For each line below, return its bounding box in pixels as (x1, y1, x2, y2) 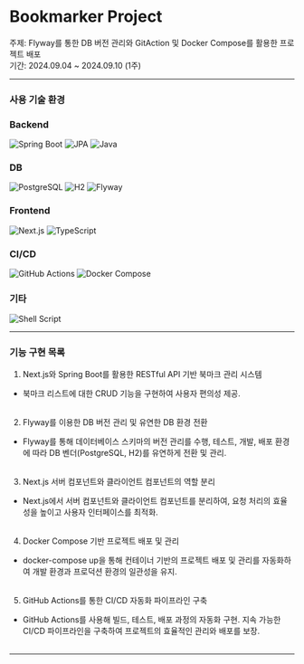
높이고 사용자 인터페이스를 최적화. (39, 507, 158, 517)
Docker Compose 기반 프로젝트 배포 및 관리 (22, 536, 179, 546)
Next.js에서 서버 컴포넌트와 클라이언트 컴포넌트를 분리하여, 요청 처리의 (22, 495, 271, 506)
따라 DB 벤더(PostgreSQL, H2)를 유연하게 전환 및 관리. (32, 447, 227, 458)
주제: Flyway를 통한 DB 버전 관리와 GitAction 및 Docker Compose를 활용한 (9, 37, 278, 48)
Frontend (9, 204, 51, 217)
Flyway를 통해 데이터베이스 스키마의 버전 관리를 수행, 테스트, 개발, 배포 (22, 436, 273, 447)
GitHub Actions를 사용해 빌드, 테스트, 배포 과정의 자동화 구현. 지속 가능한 (22, 613, 281, 625)
